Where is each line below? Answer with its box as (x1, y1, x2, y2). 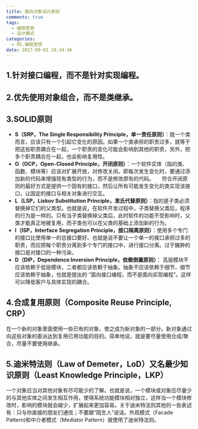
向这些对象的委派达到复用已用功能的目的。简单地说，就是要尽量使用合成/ (6, 333, 184, 340)
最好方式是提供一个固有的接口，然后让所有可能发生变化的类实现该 (25, 182, 186, 189)
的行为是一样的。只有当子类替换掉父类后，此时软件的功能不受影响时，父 (14, 212, 190, 219)
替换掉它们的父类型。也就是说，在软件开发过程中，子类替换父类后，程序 (14, 205, 190, 212)
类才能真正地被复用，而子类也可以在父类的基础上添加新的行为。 (14, 220, 170, 227)
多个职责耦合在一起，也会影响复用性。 (14, 153, 108, 160)
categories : (6, 36, 35, 42)
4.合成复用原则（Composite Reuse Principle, (6, 297, 172, 307)
